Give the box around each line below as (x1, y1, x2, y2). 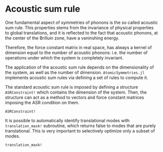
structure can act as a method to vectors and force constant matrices (5, 94, 145, 100)
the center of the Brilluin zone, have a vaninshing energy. (5, 35, 119, 41)
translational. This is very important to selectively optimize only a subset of (5, 128, 155, 133)
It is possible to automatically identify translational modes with (5, 117, 130, 123)
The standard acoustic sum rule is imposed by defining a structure (5, 84, 138, 90)
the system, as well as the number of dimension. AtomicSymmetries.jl (5, 69, 145, 75)
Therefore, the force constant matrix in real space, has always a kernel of (5, 44, 152, 50)
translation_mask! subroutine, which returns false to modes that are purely (5, 123, 156, 129)
